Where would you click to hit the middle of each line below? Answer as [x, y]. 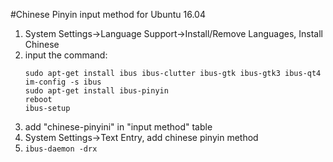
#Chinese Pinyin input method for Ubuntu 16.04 [108, 14]
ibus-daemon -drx [61, 149]
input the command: [66, 55]
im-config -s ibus [63, 82]
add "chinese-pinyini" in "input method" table [118, 127]
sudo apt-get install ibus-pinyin [96, 91]
